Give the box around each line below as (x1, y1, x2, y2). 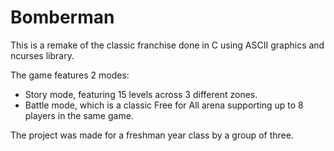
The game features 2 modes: (10, 69, 130, 81)
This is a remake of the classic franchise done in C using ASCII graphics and (10, 39, 325, 51)
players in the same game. (24, 109, 134, 121)
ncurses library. (10, 49, 75, 61)
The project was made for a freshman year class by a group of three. (10, 129, 294, 141)
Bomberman (10, 6, 115, 29)
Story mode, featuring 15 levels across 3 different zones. (24, 88, 258, 100)
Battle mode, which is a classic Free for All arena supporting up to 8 (24, 99, 304, 111)
